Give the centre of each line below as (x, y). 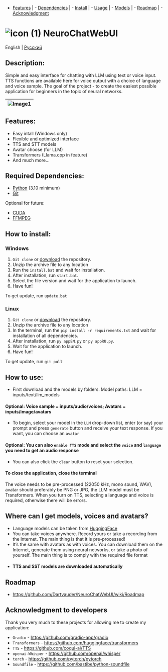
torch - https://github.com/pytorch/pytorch (57, 658)
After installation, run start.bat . (45, 275)
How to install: (28, 234)
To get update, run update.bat (36, 296)
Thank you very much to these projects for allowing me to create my (76, 622)
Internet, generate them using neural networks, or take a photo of (80, 550)
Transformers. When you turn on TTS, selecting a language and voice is (79, 495)
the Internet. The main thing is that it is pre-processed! (69, 539)
